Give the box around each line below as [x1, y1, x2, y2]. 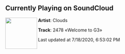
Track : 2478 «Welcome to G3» [38, 27, 103, 33]
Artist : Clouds [38, 17, 68, 23]
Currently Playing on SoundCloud [5, 4, 114, 12]
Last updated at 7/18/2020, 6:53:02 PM [38, 36, 120, 42]
